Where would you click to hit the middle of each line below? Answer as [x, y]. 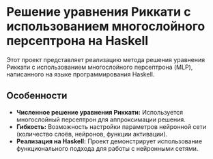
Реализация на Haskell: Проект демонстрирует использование [109, 141]
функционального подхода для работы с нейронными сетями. [107, 148]
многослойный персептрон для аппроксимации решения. [101, 119]
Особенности [37, 96]
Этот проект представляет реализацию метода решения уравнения [106, 59]
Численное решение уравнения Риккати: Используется [100, 112]
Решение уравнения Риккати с [99, 12]
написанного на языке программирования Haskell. [81, 74]
